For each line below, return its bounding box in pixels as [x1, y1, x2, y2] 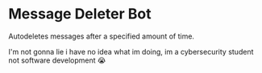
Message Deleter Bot [8, 5, 152, 23]
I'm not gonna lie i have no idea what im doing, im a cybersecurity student [8, 47, 254, 56]
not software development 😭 [8, 55, 106, 65]
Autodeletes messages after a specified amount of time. [8, 31, 195, 41]
